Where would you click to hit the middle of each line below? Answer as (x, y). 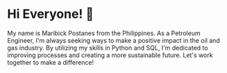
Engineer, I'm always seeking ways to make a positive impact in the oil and (113, 40)
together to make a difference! (51, 62)
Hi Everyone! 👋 (51, 14)
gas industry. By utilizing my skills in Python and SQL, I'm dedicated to (108, 48)
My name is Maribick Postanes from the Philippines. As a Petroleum (104, 33)
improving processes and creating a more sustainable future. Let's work (110, 55)
